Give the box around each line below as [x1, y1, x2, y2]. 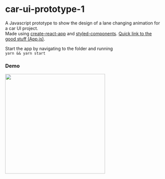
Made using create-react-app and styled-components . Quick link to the [5, 30, 152, 36]
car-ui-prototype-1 [5, 3, 85, 15]
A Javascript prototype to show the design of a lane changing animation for [5, 20, 161, 26]
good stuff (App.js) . [5, 36, 45, 42]
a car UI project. [5, 25, 38, 31]
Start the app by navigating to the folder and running [5, 45, 113, 51]
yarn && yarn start [5, 51, 46, 56]
